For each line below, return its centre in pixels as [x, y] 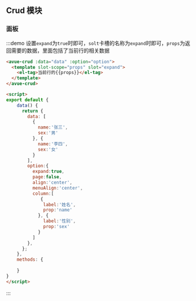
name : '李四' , [53, 144]
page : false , [47, 177]
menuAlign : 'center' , [58, 188]
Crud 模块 [24, 11]
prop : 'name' [58, 210]
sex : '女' [48, 149]
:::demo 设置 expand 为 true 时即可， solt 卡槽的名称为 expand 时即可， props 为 [96, 43]
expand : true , [48, 172]
